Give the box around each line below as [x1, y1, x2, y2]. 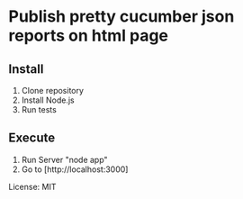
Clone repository [21, 86, 85, 95]
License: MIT [8, 181, 57, 192]
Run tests [21, 104, 58, 114]
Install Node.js [21, 95, 75, 105]
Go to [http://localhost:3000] [21, 164, 129, 175]
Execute [8, 131, 56, 146]
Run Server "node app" [21, 154, 109, 165]
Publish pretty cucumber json [8, 6, 235, 27]
